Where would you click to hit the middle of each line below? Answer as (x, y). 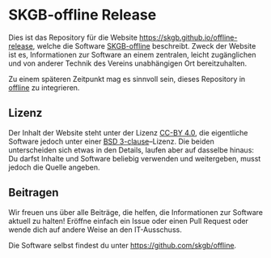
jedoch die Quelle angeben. (54, 167)
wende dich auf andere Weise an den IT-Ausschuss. (95, 230)
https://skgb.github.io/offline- (188, 37)
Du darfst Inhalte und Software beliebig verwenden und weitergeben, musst (135, 158)
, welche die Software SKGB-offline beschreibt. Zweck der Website (144, 45)
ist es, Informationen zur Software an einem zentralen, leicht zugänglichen (132, 54)
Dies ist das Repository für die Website (73, 37)
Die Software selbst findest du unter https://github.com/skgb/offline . (123, 245)
